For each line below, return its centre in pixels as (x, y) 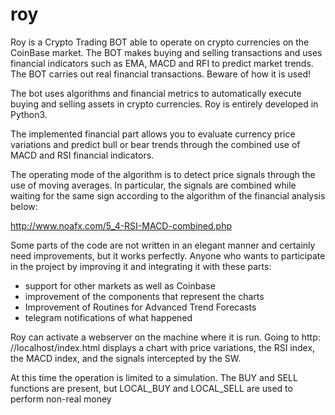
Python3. (29, 114)
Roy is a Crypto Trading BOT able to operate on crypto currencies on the (160, 42)
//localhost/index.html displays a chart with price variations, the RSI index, (163, 347)
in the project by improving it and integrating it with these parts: (141, 266)
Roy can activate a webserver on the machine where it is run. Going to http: (165, 337)
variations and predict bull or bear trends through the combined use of (155, 144)
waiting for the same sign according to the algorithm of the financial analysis (168, 195)
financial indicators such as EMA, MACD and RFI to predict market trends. (162, 63)
